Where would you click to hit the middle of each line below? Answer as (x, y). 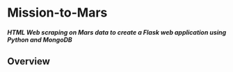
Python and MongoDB (40, 39)
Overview (29, 61)
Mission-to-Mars (57, 13)
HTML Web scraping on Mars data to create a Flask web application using (117, 32)
